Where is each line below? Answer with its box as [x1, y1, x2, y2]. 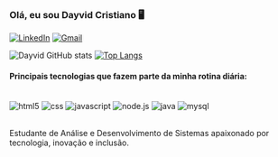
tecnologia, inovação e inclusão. [9, 137, 129, 148]
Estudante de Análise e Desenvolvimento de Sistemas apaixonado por [9, 127, 270, 138]
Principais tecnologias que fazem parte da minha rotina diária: [9, 70, 247, 81]
